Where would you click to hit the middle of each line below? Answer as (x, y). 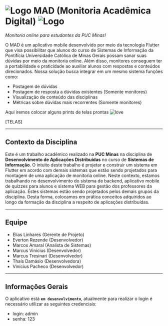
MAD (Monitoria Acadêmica (92, 11)
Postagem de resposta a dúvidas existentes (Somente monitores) (80, 91)
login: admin (25, 314)
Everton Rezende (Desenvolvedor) (48, 239)
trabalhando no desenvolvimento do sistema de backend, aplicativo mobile (82, 180)
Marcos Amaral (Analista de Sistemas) (52, 245)
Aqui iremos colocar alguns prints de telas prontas (57, 112)
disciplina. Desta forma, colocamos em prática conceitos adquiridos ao (78, 196)
